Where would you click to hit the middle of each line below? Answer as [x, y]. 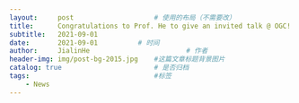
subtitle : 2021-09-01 [54, 34]
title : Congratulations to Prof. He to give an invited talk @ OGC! [150, 26]
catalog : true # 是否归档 [99, 68]
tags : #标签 [91, 76]
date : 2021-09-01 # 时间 [84, 43]
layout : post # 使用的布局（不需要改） [123, 17]
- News [38, 84]
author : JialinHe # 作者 [109, 51]
